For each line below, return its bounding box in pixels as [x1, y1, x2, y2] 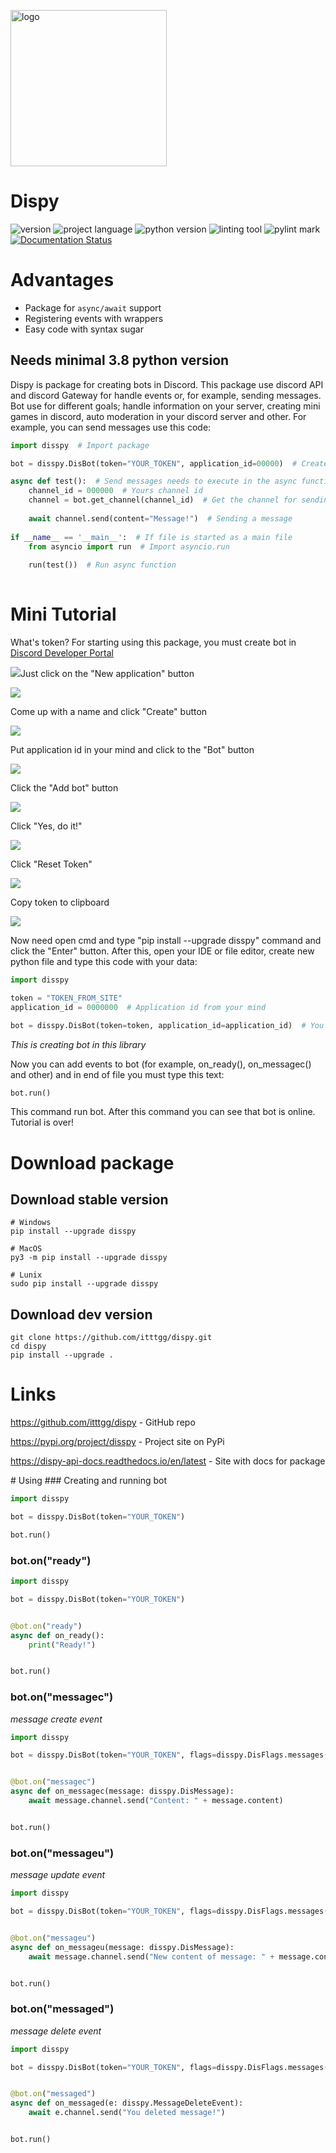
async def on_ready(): [10, 1630, 105, 1640]
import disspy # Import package [10, 440, 150, 450]
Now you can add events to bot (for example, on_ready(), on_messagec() [10, 1058, 312, 1070]
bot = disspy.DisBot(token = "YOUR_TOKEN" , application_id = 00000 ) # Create [10, 458, 329, 469]
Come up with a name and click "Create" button [10, 706, 208, 717]
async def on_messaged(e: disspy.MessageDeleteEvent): [10, 2098, 244, 2109]
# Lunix [10, 1270, 43, 1280]
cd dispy [10, 1341, 47, 1352]
